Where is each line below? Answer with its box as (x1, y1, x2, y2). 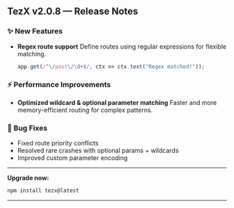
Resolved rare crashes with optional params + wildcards (17, 146, 179, 155)
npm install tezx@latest (7, 187, 79, 194)
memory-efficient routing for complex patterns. (17, 106, 153, 114)
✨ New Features (7, 26, 63, 36)
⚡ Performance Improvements (7, 80, 111, 90)
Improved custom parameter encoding (17, 154, 128, 162)
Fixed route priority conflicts (17, 139, 99, 147)
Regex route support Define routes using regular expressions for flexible (17, 42, 227, 51)
